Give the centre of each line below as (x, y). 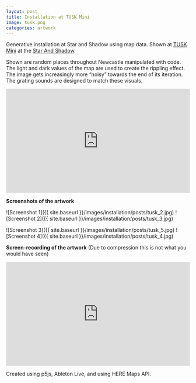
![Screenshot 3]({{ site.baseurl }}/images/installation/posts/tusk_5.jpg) (90, 230)
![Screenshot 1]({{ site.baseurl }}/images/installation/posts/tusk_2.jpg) (90, 212)
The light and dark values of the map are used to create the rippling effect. (96, 69)
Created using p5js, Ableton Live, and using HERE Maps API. (79, 374)
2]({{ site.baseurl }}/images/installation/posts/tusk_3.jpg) (105, 218)
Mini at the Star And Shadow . (41, 51)
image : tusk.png (26, 22)
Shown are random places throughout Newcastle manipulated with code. (94, 62)
